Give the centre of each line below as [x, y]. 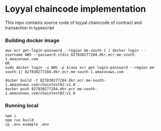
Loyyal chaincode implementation [76, 9]
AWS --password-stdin [47, 55]
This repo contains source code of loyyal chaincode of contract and [73, 22]
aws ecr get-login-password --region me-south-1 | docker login [72, 51]
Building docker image [32, 40]
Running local [22, 106]
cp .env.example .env [27, 124]
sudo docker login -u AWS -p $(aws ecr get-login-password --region [76, 68]
